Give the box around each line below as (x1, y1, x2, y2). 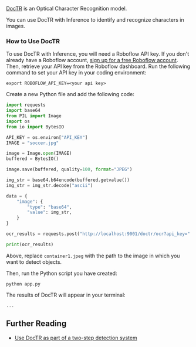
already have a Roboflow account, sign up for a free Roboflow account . (6, 57, 178, 64)
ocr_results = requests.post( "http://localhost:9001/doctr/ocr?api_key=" (6, 231, 191, 237)
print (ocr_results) (6, 241, 54, 247)
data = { (6, 193, 28, 199)
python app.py (6, 281, 41, 287)
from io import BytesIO (6, 124, 65, 130)
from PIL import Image (6, 113, 62, 119)
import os (6, 118, 31, 124)
